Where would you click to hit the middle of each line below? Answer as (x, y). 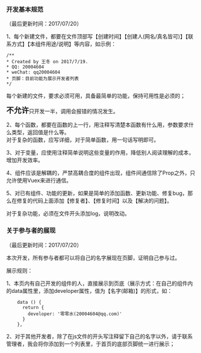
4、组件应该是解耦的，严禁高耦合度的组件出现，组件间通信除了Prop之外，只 (101, 173)
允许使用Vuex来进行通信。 (39, 180)
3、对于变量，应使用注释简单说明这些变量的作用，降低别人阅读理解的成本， (100, 153)
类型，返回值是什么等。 (40, 132)
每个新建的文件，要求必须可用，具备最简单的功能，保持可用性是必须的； (96, 96)
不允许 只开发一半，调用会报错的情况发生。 (62, 111)
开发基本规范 (25, 9)
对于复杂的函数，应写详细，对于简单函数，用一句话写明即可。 (83, 140)
